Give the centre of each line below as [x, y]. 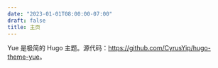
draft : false [27, 21]
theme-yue [24, 57]
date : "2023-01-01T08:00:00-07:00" [60, 14]
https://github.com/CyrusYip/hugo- [159, 48]
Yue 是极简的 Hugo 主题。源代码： [58, 48]
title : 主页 [24, 27]
